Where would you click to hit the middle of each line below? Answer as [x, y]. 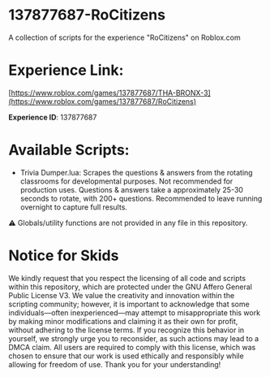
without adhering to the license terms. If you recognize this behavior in [126, 330]
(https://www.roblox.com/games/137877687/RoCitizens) [103, 101]
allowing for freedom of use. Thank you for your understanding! [115, 364]
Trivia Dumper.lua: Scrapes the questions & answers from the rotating [136, 172]
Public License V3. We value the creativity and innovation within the [122, 295]
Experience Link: [66, 70]
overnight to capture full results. [74, 207]
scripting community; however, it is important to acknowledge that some [129, 304]
